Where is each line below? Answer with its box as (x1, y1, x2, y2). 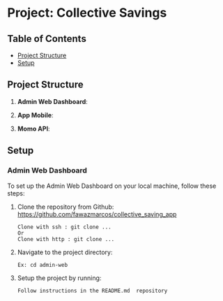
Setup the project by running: (17, 274, 102, 282)
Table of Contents (7, 33, 87, 45)
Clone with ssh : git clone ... (17, 223, 111, 230)
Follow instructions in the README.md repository (17, 287, 168, 294)
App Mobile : (17, 110, 54, 119)
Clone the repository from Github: (17, 203, 114, 211)
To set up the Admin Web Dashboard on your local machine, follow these (7, 182, 217, 190)
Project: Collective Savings (7, 5, 167, 21)
